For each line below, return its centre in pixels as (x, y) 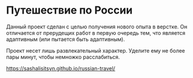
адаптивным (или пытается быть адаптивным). (66, 39)
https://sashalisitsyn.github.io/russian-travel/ (61, 68)
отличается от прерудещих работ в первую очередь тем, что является (96, 32)
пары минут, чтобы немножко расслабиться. (63, 57)
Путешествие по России (70, 10)
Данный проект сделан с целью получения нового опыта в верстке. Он (97, 27)
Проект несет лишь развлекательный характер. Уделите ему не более (96, 50)
